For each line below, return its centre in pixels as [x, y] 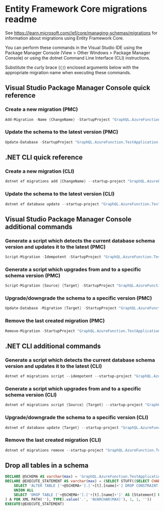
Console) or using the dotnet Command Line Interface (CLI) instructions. [78, 58]
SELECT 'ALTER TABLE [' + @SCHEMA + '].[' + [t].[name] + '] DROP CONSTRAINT [86, 486]
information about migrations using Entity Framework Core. [64, 38]
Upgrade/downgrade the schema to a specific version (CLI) [77, 417]
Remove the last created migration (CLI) [53, 440]
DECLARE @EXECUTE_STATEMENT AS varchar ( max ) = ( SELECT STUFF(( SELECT [77, 481]
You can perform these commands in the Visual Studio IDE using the [74, 47]
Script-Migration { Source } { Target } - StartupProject [60, 286]
